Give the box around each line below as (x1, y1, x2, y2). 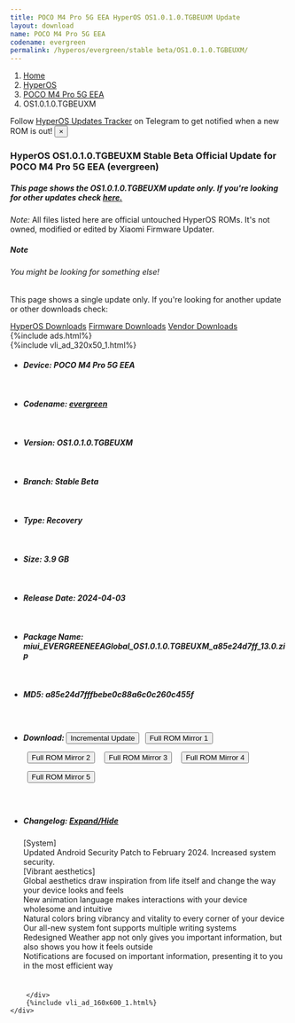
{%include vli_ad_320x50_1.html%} (10, 339, 136, 350)
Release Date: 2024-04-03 (22, 593, 127, 603)
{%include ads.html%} (10, 330, 92, 341)
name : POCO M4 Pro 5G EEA (10, 29, 105, 38)
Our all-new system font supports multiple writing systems (22, 923, 237, 933)
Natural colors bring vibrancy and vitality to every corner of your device (22, 913, 285, 924)
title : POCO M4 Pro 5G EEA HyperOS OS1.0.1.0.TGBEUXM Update (10, 12, 241, 22)
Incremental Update (70, 733, 136, 743)
